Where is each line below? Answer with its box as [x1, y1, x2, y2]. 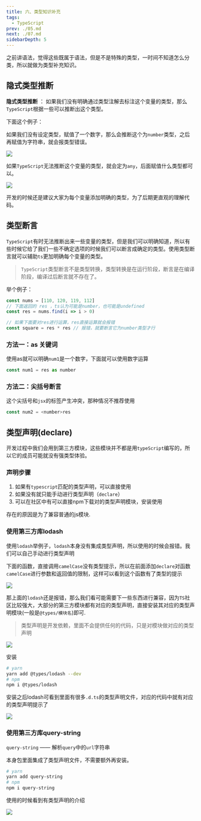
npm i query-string [6, 785, 55, 791]
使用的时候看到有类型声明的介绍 [6, 796, 85, 804]
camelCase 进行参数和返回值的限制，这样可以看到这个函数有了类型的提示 [6, 570, 182, 577]
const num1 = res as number [6, 367, 77, 373]
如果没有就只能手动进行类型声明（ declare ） [14, 490, 123, 498]
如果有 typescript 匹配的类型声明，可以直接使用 [14, 483, 132, 490]
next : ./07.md [6, 31, 42, 37]
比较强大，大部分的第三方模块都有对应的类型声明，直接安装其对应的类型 [11, 601, 190, 609]
